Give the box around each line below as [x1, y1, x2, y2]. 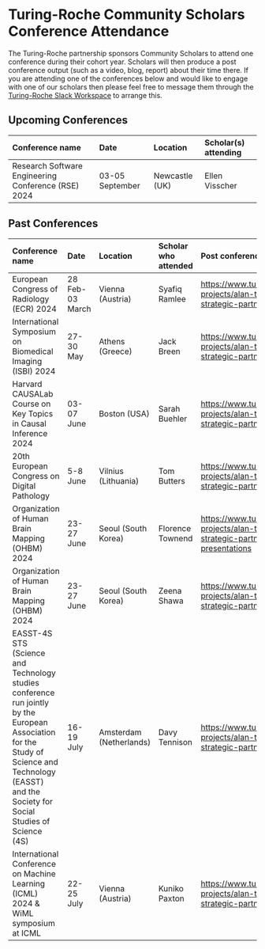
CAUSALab [12, 388, 54, 399]
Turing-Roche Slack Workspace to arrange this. [8, 90, 163, 100]
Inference [12, 427, 48, 438]
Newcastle [153, 170, 193, 181]
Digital [12, 480, 36, 492]
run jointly [12, 697, 50, 708]
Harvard [12, 378, 43, 389]
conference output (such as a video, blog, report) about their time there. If [8, 65, 249, 74]
